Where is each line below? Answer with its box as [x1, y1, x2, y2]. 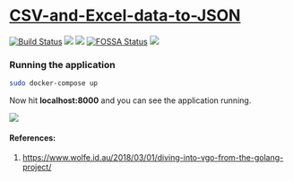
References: [9, 132, 56, 143]
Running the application [9, 58, 116, 71]
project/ [22, 162, 52, 173]
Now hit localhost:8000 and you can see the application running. [9, 95, 252, 106]
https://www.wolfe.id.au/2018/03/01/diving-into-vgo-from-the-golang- [22, 152, 284, 163]
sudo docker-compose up [9, 79, 99, 88]
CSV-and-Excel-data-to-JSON [9, 5, 241, 26]
